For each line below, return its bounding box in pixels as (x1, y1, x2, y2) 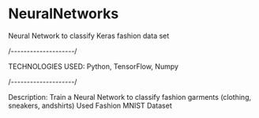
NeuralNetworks (8, 5, 119, 23)
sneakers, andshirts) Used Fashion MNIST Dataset (8, 101, 172, 110)
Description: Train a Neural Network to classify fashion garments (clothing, (8, 92, 252, 101)
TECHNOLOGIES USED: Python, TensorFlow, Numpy (8, 61, 179, 71)
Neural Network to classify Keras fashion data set (8, 31, 170, 40)
